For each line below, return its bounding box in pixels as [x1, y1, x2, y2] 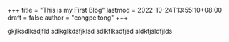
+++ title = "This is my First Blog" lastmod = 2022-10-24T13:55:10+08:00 [7, 6, 223, 14]
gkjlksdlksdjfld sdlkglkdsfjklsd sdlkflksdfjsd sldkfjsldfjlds [7, 27, 173, 35]
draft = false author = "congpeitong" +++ [7, 13, 129, 22]
